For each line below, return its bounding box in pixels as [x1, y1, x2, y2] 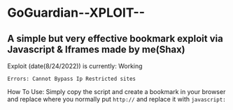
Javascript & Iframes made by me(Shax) [7, 43, 185, 55]
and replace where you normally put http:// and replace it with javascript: [7, 95, 226, 103]
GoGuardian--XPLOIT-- [7, 5, 146, 21]
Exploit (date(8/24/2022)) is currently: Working [7, 62, 143, 70]
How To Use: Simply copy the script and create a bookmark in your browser [7, 88, 226, 95]
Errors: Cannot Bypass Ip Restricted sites [7, 75, 136, 82]
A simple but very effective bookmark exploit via [7, 33, 224, 45]
